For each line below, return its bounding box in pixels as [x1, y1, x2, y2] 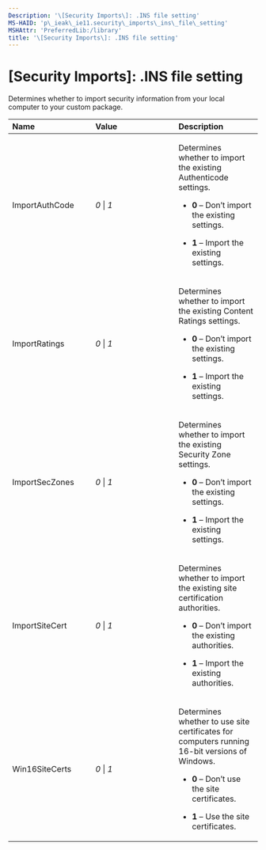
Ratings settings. [178, 316, 241, 327]
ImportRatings [12, 338, 65, 349]
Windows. [178, 756, 216, 767]
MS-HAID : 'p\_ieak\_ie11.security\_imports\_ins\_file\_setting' [8, 19, 228, 27]
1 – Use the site [192, 811, 250, 822]
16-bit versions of [178, 746, 247, 757]
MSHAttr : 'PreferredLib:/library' [8, 26, 123, 34]
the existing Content [178, 305, 253, 317]
